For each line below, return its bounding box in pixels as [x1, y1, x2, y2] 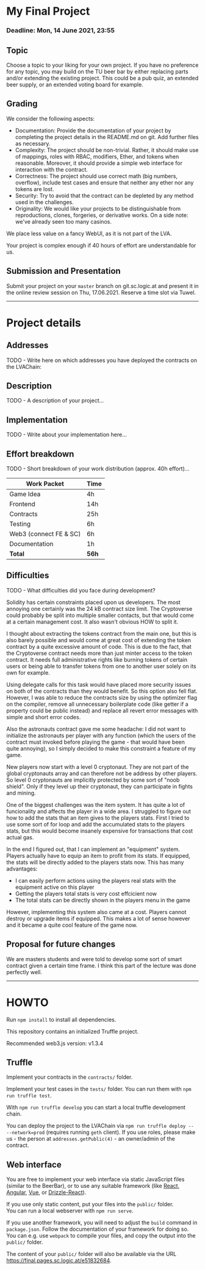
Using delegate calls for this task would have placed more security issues [6, 681, 191, 688]
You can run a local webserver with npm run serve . [6, 1207, 134, 1214]
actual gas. [6, 833, 34, 841]
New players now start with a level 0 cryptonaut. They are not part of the [6, 763, 189, 770]
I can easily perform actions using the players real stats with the [15, 877, 176, 884]
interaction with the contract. [15, 165, 88, 173]
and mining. [6, 789, 36, 796]
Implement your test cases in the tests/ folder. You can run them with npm [6, 1086, 192, 1093]
